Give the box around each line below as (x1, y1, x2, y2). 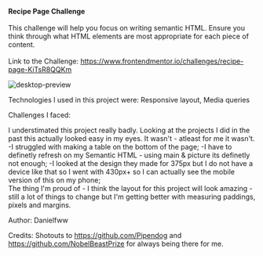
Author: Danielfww (8, 215, 68, 225)
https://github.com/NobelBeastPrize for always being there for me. (8, 239, 224, 248)
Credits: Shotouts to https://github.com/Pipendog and (8, 231, 182, 240)
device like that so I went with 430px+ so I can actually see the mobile (8, 168, 236, 176)
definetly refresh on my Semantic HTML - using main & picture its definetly (8, 150, 250, 160)
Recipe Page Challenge (8, 7, 86, 16)
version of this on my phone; (8, 175, 100, 185)
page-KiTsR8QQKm (8, 65, 72, 74)
